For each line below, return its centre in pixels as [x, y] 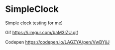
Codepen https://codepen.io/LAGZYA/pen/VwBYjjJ [57, 42]
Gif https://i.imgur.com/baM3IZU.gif [42, 32]
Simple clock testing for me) [34, 23]
